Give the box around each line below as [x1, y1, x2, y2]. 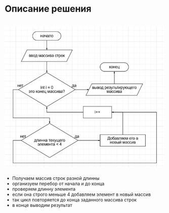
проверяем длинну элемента [12, 186, 76, 192]
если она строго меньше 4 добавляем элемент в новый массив [12, 191, 151, 197]
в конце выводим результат [12, 202, 73, 208]
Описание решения [5, 3, 92, 15]
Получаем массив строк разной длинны [12, 175, 100, 181]
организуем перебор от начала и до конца [12, 181, 105, 187]
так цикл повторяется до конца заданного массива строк [12, 196, 137, 203]
